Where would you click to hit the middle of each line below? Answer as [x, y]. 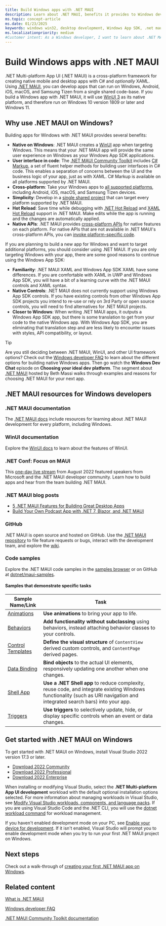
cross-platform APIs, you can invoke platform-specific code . [74, 234]
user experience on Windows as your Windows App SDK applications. [83, 155]
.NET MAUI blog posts [32, 495]
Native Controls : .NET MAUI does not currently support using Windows [85, 291]
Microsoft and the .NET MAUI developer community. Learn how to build [78, 477]
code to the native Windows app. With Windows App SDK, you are [80, 322]
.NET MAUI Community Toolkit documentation [52, 918]
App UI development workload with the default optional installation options [82, 792]
